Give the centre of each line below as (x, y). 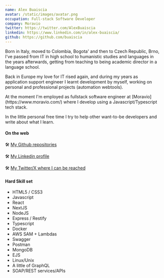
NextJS (20, 208)
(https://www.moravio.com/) (34, 102)
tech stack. (16, 107)
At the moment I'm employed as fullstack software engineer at (68, 96)
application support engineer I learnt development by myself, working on (79, 81)
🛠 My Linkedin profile (27, 157)
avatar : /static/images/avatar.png (41, 14)
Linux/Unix (23, 260)
